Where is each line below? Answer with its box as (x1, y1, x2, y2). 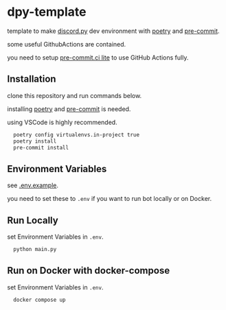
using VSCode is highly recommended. (7, 118, 118, 126)
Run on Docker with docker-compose (7, 265, 170, 276)
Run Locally (7, 214, 58, 226)
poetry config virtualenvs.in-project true (13, 131, 139, 138)
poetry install (13, 138, 57, 145)
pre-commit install (13, 144, 69, 151)
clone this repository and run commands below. (7, 91, 142, 99)
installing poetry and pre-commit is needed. (7, 104, 131, 113)
